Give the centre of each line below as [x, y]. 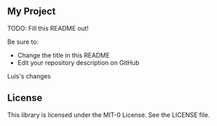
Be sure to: [23, 42]
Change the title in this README [63, 55]
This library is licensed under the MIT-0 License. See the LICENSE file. [108, 115]
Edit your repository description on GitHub [78, 63]
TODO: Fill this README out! [48, 28]
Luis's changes [29, 76]
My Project [31, 11]
